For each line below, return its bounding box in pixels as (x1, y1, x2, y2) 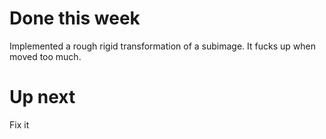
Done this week (9, 7, 141, 30)
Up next (9, 86, 76, 109)
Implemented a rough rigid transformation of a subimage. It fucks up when (9, 40, 316, 52)
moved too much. (9, 50, 82, 62)
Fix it (9, 118, 30, 131)
